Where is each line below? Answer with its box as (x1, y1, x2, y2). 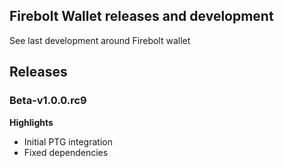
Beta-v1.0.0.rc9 (9, 94, 87, 108)
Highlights (9, 116, 54, 128)
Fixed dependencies (23, 146, 109, 158)
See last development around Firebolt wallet (9, 34, 191, 46)
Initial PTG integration (23, 135, 113, 148)
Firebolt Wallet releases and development (9, 8, 274, 25)
